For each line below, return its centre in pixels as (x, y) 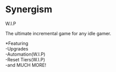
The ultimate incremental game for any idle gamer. (58, 33)
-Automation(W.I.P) (25, 54)
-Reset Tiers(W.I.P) (25, 59)
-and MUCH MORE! (26, 65)
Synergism (29, 9)
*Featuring (17, 43)
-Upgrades (17, 49)
